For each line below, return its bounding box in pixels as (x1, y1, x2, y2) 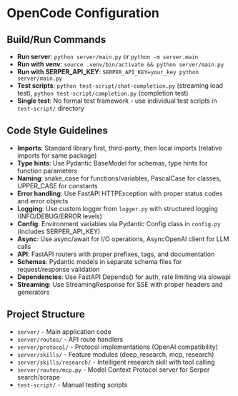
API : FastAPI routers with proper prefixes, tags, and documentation (16, 250, 215, 258)
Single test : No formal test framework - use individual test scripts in (16, 96, 217, 105)
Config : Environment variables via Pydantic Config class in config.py (16, 219, 221, 228)
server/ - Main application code (16, 327, 111, 336)
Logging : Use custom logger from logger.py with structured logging (16, 204, 219, 213)
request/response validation (16, 265, 100, 273)
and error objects (16, 196, 69, 205)
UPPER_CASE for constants (16, 181, 98, 190)
